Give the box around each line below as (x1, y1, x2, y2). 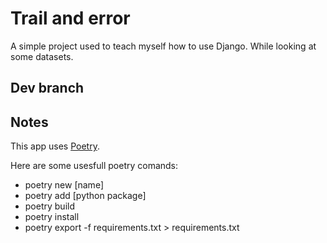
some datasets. (10, 50, 74, 62)
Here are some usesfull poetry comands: (10, 160, 179, 172)
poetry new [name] (24, 179, 104, 191)
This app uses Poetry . (10, 140, 100, 152)
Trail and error (10, 7, 131, 30)
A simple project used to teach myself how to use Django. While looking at (10, 40, 317, 52)
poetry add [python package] (24, 190, 147, 202)
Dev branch (10, 80, 85, 97)
